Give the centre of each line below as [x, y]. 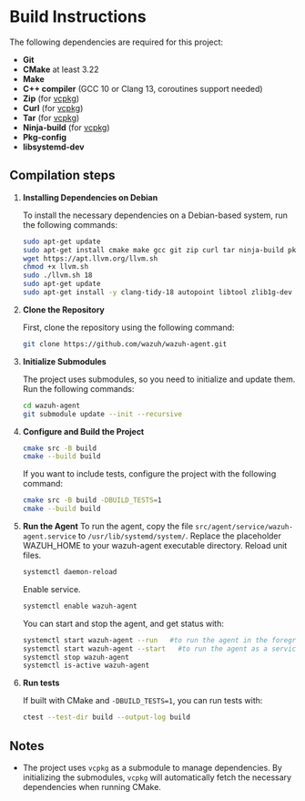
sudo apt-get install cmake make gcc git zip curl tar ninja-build [153, 250]
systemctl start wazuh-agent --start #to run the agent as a [145, 649]
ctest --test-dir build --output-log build [107, 717]
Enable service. [51, 589]
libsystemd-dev [53, 147]
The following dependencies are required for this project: [117, 42]
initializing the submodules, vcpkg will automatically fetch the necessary [157, 777]
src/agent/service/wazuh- [244, 527]
